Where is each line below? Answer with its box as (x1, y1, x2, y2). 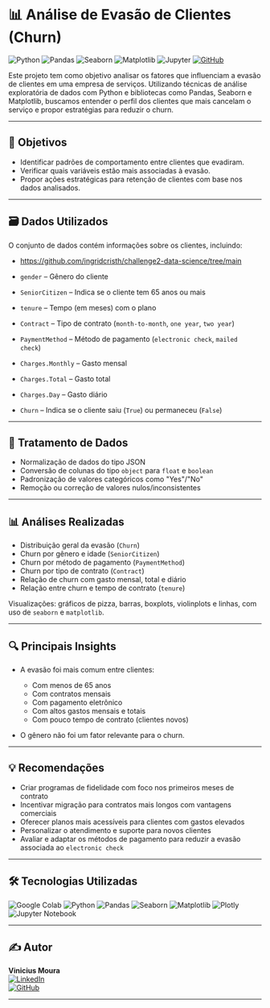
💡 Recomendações (8, 761, 104, 775)
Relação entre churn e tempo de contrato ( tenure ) (19, 583, 186, 593)
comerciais (19, 808, 57, 818)
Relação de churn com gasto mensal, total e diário (19, 575, 186, 585)
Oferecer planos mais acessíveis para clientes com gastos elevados (19, 817, 245, 827)
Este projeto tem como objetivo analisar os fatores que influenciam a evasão (8, 70, 261, 80)
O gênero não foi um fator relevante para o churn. (19, 731, 185, 739)
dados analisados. (19, 182, 80, 193)
